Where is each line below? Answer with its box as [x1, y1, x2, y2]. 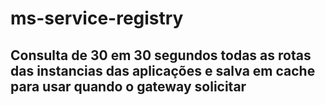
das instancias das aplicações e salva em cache [10, 62, 316, 79]
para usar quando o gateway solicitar [10, 78, 247, 95]
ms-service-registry [10, 7, 184, 30]
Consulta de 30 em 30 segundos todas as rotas [10, 47, 312, 64]
